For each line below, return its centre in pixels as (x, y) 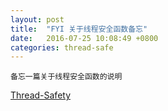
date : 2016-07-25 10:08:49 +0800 (84, 38)
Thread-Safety (41, 95)
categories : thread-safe (62, 47)
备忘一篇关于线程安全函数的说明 (66, 77)
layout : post (37, 19)
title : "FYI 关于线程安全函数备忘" (79, 29)
